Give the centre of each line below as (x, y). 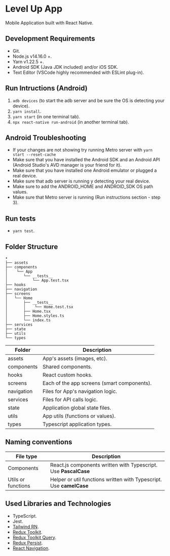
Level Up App (34, 9)
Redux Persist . (28, 543)
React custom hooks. (67, 375)
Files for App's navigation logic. (80, 391)
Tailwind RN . (26, 527)
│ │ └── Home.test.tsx (39, 307)
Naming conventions (39, 442)
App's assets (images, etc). (75, 358)
